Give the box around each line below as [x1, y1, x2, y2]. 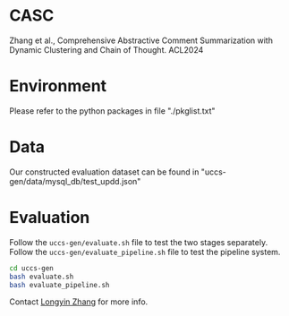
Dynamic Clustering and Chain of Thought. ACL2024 [9, 44, 204, 55]
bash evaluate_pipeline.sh [9, 280, 110, 289]
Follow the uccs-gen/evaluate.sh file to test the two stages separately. [9, 236, 268, 247]
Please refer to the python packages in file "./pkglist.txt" [9, 105, 217, 116]
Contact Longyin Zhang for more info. [9, 296, 149, 307]
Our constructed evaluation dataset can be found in [9, 167, 200, 177]
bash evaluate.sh [9, 272, 74, 281]
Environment [9, 76, 107, 97]
